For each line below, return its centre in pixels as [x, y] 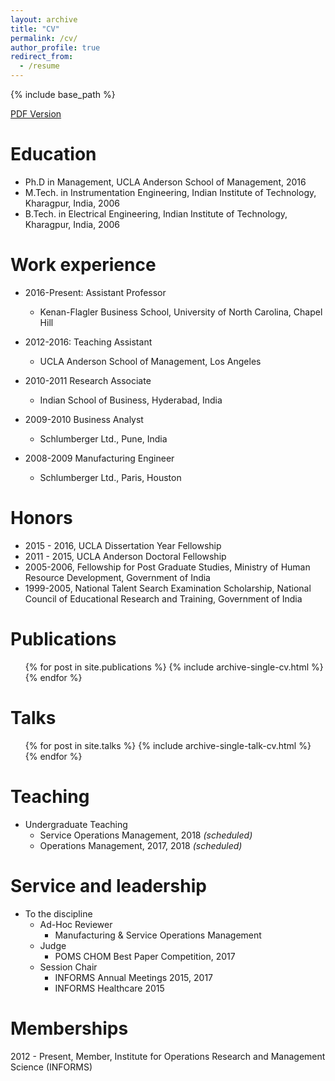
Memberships [69, 1028]
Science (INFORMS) [51, 1067]
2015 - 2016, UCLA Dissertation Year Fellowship [123, 545]
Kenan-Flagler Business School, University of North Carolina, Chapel [181, 312]
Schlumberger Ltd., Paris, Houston [110, 477]
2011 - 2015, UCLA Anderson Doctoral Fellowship [125, 556]
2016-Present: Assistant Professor [95, 292]
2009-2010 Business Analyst [84, 419]
